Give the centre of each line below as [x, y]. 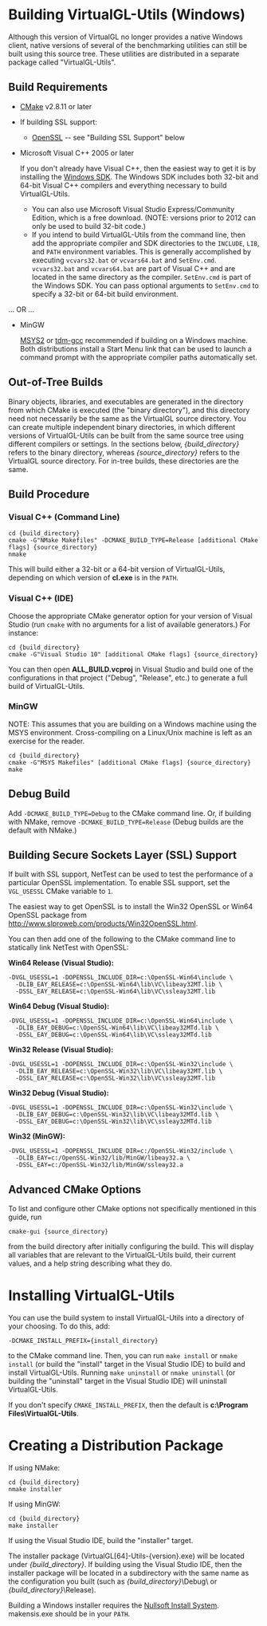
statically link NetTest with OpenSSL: [69, 947]
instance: [24, 632]
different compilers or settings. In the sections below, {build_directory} [124, 443]
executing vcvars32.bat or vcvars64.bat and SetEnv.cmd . [124, 260]
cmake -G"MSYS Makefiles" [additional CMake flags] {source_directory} [130, 762]
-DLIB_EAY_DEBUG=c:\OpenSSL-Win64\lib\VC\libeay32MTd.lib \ [117, 1028]
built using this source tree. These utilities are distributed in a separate [124, 53]
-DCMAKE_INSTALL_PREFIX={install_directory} [83, 1341]
